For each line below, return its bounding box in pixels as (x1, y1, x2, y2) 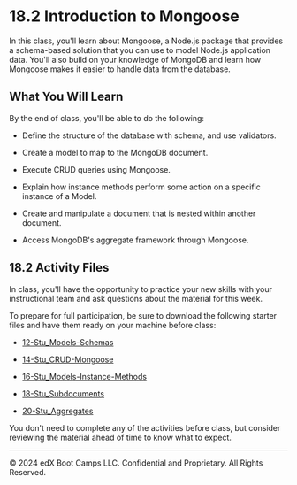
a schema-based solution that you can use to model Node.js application (9, 44, 271, 55)
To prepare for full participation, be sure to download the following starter (9, 310, 277, 320)
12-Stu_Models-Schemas (21, 336, 114, 347)
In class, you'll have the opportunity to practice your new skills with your (9, 283, 272, 294)
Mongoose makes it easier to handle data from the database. (9, 64, 232, 74)
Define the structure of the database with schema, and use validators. (21, 130, 277, 141)
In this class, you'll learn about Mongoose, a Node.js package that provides (9, 35, 284, 46)
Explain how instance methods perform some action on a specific (21, 181, 261, 192)
